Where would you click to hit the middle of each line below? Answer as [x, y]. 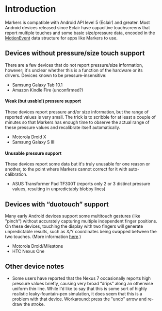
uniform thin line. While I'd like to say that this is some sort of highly [80, 289]
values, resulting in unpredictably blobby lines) [59, 189]
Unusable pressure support [33, 153]
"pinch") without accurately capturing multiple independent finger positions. [81, 221]
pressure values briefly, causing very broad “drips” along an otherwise [83, 283]
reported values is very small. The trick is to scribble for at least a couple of [81, 117]
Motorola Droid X [29, 137]
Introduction [31, 9]
